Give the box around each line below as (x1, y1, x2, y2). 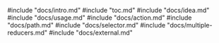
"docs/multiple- (167, 21, 213, 29)
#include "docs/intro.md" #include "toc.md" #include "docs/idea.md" (7, 6, 210, 14)
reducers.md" (7, 28, 48, 37)
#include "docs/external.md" (49, 28, 133, 37)
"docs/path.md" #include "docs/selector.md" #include (7, 21, 166, 29)
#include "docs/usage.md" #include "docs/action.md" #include (7, 13, 192, 22)
